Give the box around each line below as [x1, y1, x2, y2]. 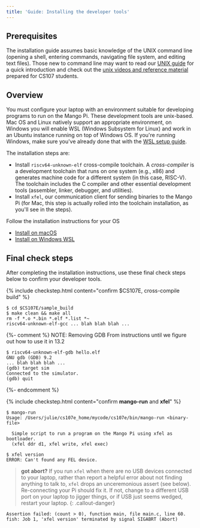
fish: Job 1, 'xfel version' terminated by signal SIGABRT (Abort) [6, 517, 178, 523]
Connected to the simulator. [6, 370, 79, 376]
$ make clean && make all [6, 310, 71, 316]
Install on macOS [14, 229, 57, 236]
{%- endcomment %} [6, 386, 59, 394]
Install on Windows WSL [14, 236, 75, 243]
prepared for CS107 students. [6, 73, 79, 80]
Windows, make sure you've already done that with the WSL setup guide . [6, 138, 187, 145]
